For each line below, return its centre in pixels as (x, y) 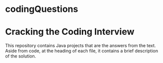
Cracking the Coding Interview (70, 32)
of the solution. (21, 56)
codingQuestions (42, 9)
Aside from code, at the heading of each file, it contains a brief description (82, 51)
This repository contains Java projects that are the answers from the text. (81, 46)
